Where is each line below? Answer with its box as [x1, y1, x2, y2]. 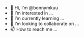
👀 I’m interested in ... [10, 10, 53, 16]
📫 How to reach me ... [10, 26, 58, 32]
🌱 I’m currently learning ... [10, 15, 65, 21]
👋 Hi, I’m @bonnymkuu [10, 5, 59, 10]
